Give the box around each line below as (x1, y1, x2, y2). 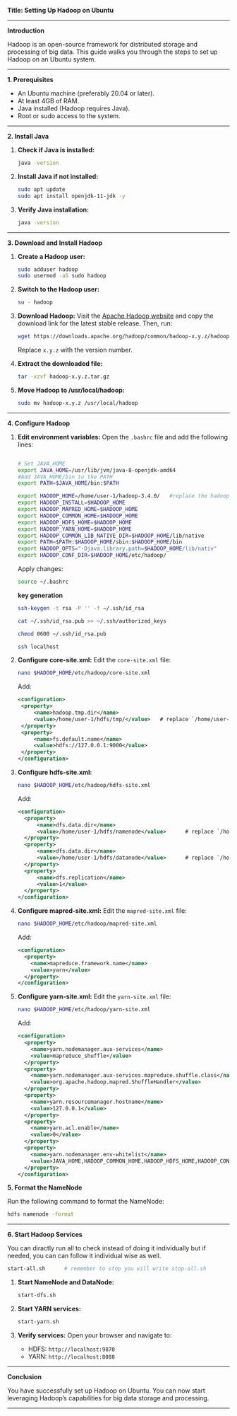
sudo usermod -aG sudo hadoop (17, 272, 107, 280)
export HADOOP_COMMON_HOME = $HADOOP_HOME (17, 512, 138, 519)
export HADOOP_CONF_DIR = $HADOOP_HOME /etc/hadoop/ (17, 552, 167, 559)
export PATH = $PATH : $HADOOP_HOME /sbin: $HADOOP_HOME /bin (17, 539, 183, 546)
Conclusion (7, 1372, 42, 1381)
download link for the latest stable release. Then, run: (17, 319, 173, 328)
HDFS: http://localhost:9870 (28, 1345, 115, 1353)
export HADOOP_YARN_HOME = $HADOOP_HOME (17, 525, 132, 533)
